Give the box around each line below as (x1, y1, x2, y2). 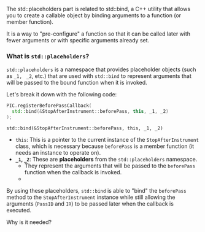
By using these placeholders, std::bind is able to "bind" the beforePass (6, 187, 187, 194)
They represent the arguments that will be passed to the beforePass (24, 162, 195, 169)
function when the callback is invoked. (24, 168, 122, 176)
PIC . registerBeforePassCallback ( (6, 102, 92, 109)
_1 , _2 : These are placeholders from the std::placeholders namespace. (15, 155, 198, 163)
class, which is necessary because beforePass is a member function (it (15, 142, 195, 150)
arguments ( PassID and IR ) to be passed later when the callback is (6, 199, 174, 207)
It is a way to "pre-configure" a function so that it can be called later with (6, 30, 191, 37)
